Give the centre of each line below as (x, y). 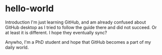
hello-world (30, 9)
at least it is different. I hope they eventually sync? (56, 32)
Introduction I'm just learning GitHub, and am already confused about (76, 22)
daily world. (17, 47)
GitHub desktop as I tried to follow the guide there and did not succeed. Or (81, 27)
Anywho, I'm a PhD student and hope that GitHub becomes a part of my (78, 42)
